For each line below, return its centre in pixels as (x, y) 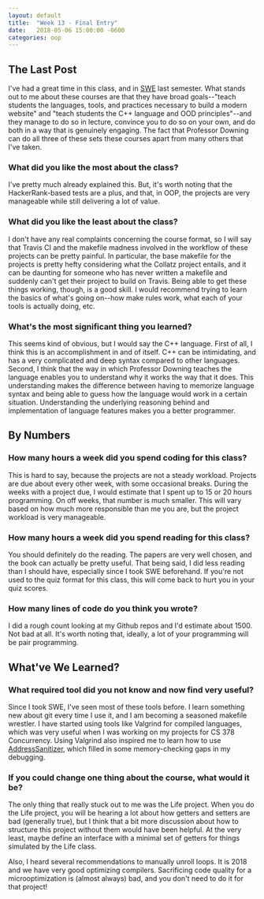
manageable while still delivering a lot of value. (84, 201)
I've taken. (25, 147)
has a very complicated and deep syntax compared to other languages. (124, 360)
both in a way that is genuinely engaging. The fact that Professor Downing (129, 130)
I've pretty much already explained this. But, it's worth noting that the (120, 185)
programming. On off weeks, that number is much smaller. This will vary (125, 500)
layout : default (35, 15)
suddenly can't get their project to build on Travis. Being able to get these (127, 281)
